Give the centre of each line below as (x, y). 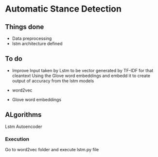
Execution (17, 139)
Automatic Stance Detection (63, 9)
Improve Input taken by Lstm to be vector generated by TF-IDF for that (83, 70)
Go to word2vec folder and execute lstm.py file (52, 149)
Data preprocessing (32, 38)
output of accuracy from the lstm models (53, 80)
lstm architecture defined (37, 44)
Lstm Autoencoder (24, 126)
